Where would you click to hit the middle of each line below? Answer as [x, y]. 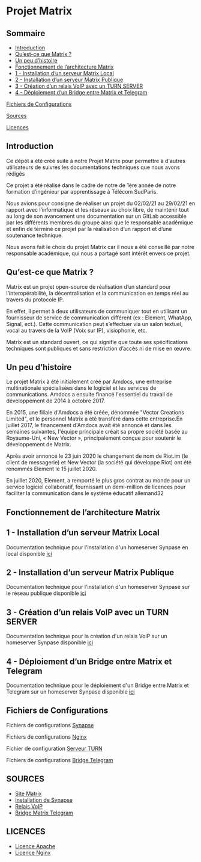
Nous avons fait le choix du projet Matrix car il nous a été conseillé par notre [100, 247]
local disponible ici [29, 553]
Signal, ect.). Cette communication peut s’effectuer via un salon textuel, [94, 324]
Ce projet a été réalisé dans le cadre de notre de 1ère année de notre [91, 185]
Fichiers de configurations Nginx [46, 737]
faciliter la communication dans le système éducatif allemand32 [85, 493]
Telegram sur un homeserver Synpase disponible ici [70, 692]
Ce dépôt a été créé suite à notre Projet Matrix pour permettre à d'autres [96, 161]
